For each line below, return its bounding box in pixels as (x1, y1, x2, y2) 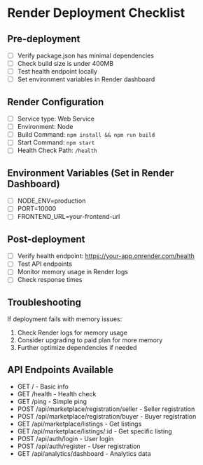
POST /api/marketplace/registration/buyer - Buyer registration (17, 412, 197, 421)
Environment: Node (17, 123, 73, 131)
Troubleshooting (7, 296, 82, 308)
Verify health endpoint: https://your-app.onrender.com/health (17, 252, 195, 260)
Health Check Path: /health (17, 146, 97, 155)
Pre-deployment (7, 33, 80, 45)
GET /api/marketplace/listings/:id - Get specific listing (17, 427, 173, 436)
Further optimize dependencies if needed (17, 344, 137, 352)
